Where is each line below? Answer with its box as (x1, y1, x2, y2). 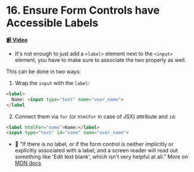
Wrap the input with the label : (14, 79, 90, 86)
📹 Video (6, 36, 28, 43)
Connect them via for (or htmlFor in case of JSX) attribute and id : (14, 112, 177, 120)
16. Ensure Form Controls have (6, 4, 160, 17)
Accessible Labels (6, 16, 99, 30)
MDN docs (14, 160, 42, 167)
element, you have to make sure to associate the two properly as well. (14, 56, 186, 63)
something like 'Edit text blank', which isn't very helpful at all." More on (14, 153, 189, 161)
